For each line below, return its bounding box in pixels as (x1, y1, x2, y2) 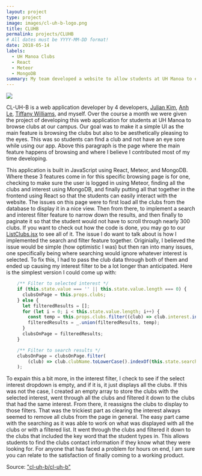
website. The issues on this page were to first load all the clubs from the (6, 199, 185, 206)
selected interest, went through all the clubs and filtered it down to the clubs (6, 394, 195, 401)
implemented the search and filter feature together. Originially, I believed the (6, 237, 195, 244)
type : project (6, 14, 42, 20)
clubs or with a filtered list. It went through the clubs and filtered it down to (6, 426, 191, 433)
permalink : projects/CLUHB (6, 31, 74, 37)
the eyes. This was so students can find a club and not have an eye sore (6, 136, 185, 143)
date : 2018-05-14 (6, 43, 50, 49)
